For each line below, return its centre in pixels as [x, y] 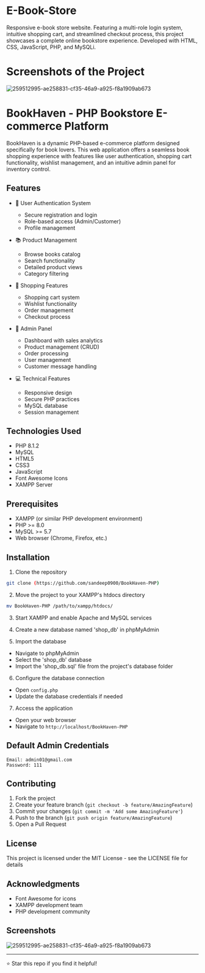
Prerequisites [32, 504]
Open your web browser [45, 720]
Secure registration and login [61, 215]
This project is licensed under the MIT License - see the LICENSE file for [97, 858]
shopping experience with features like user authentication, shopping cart [99, 156]
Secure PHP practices [52, 399]
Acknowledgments [43, 884]
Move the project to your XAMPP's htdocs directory [80, 595]
